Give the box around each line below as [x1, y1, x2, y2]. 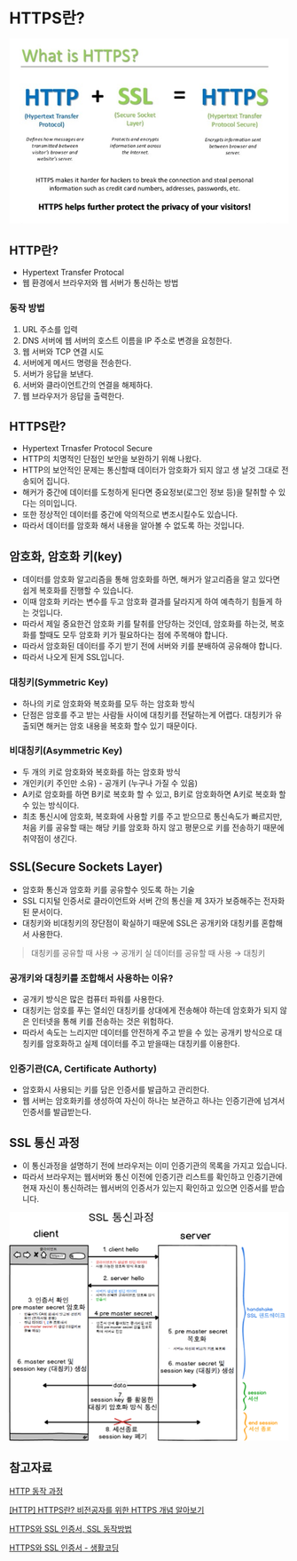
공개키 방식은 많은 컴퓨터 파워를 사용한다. [21, 993, 165, 1004]
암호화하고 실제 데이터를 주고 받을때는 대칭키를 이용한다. [45, 1038, 241, 1048]
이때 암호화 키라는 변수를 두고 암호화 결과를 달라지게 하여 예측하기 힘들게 [21, 596, 273, 607]
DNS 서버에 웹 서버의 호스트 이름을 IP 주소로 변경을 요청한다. [21, 335, 232, 346]
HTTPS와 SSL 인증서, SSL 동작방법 [9, 1523, 132, 1533]
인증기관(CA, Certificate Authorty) [9, 1063, 158, 1075]
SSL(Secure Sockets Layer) [9, 859, 163, 875]
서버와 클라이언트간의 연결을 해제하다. [21, 379, 153, 390]
